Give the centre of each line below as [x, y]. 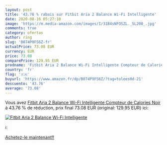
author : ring [19, 38]
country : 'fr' [20, 70]
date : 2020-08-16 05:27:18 [33, 19]
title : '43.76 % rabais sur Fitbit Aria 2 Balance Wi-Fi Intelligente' [81, 14]
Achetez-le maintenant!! [30, 137]
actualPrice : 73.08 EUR [30, 47]
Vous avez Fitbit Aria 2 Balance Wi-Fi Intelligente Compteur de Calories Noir [83, 102]
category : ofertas [24, 33]
